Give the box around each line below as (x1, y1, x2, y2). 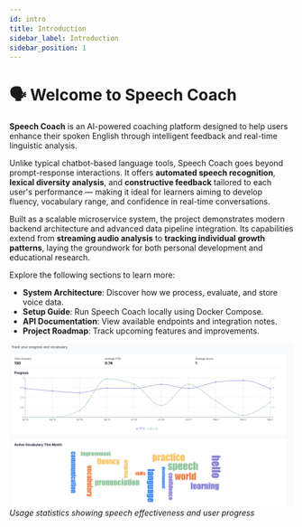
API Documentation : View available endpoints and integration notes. (22, 316, 278, 327)
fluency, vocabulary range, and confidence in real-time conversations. (9, 196, 270, 207)
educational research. (9, 252, 90, 263)
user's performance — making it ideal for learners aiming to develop (9, 186, 263, 198)
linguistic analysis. (9, 140, 78, 151)
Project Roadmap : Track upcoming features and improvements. (22, 325, 260, 336)
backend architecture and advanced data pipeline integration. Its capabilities (9, 223, 294, 234)
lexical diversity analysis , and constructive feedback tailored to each (9, 177, 272, 188)
